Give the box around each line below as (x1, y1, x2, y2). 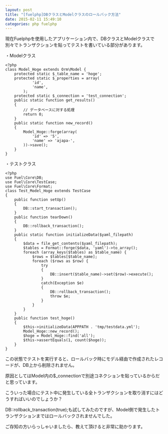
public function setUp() (14, 197, 66, 202)
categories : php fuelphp (5, 21, 57, 27)
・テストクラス (5, 161, 36, 167)
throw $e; (50, 294, 71, 299)
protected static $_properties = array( (14, 76, 100, 81)
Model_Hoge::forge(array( (23, 129, 78, 134)
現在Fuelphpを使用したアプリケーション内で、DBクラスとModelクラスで (5, 36, 155, 42)
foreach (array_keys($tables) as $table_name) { (23, 250, 127, 255)
